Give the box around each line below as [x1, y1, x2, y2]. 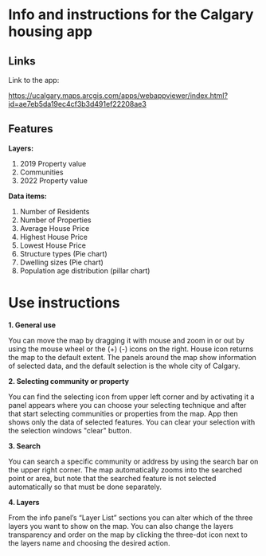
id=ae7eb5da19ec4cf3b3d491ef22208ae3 [8, 100, 147, 108]
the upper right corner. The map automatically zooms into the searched [8, 464, 243, 475]
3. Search [8, 440, 41, 451]
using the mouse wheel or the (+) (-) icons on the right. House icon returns [8, 344, 254, 354]
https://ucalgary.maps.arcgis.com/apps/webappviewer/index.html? [8, 91, 229, 100]
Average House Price [19, 223, 90, 233]
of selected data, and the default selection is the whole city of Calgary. [8, 361, 241, 370]
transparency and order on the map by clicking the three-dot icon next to [8, 530, 248, 539]
